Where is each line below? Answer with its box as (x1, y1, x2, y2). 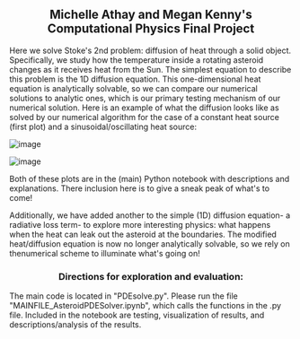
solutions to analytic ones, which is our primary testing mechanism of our (9, 92, 281, 103)
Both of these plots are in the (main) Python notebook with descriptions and (9, 173, 290, 184)
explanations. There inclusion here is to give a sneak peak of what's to (9, 183, 270, 194)
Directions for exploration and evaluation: (57, 270, 244, 282)
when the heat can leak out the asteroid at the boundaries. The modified (9, 229, 277, 239)
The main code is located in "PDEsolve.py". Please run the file (9, 291, 238, 301)
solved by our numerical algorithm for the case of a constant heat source (9, 111, 280, 122)
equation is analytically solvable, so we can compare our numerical (9, 83, 258, 93)
